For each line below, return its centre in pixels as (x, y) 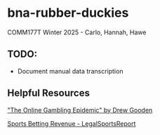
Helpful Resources (48, 93)
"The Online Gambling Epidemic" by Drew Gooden (80, 110)
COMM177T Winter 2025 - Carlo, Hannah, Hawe (77, 32)
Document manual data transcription (70, 71)
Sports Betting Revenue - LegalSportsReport (72, 123)
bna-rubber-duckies (68, 13)
